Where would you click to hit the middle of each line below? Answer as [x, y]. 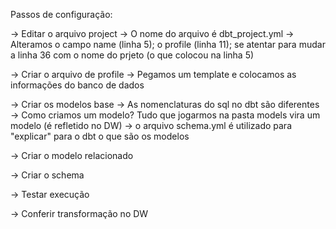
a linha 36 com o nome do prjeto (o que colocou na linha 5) [132, 55]
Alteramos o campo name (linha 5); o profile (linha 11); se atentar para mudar [168, 44]
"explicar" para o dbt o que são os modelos [100, 136]
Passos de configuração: [61, 14]
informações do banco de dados [77, 85]
